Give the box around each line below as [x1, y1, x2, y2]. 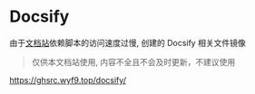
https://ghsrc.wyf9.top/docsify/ [9, 74, 127, 85]
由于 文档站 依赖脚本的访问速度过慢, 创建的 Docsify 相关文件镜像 [9, 37, 247, 48]
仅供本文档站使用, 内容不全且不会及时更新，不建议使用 [31, 56, 236, 67]
